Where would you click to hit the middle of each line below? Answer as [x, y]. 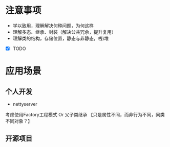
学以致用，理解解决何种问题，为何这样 [53, 26]
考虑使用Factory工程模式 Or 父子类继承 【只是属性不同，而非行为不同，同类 [85, 115]
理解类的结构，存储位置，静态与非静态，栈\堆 [61, 38]
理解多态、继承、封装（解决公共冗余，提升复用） [64, 32]
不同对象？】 [19, 121]
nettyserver [25, 104]
